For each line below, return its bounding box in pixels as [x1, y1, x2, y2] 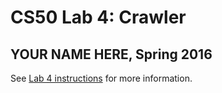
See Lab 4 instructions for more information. [10, 72, 193, 84]
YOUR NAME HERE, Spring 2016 [10, 46, 213, 63]
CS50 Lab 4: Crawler [10, 6, 187, 29]
